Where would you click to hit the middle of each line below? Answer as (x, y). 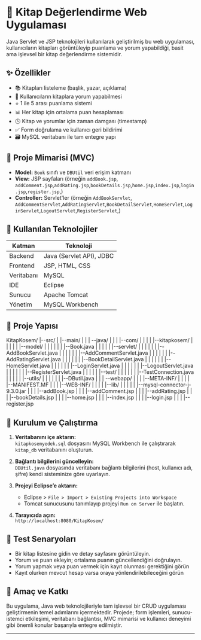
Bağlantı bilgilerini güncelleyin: (54, 461)
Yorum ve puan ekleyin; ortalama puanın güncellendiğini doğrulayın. (98, 560)
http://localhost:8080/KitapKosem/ (59, 521)
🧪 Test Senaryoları (41, 539)
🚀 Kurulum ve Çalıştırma (52, 423)
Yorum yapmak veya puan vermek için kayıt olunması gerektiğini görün (102, 566)
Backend (22, 256)
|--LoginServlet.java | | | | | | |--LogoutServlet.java (132, 366)
